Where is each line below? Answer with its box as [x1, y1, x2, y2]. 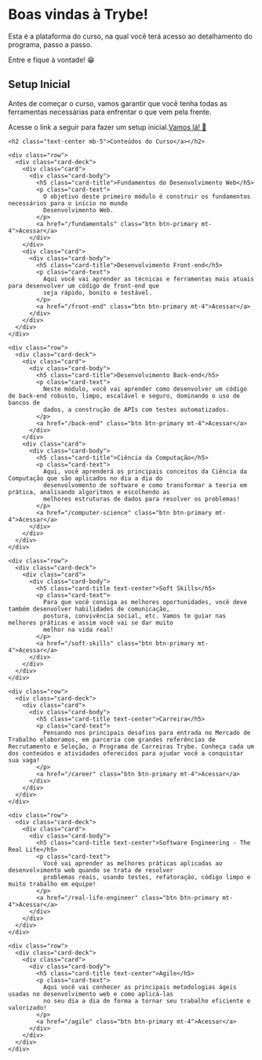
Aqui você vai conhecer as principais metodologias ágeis [42, 983, 237, 991]
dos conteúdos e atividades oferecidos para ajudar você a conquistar [8, 749, 244, 757]
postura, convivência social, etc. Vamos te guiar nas [42, 611, 226, 620]
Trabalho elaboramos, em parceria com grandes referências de [8, 735, 216, 743]
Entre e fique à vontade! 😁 [8, 55, 95, 64]
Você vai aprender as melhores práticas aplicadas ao [42, 859, 223, 867]
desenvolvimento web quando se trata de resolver [8, 866, 174, 874]
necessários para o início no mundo [8, 199, 128, 207]
